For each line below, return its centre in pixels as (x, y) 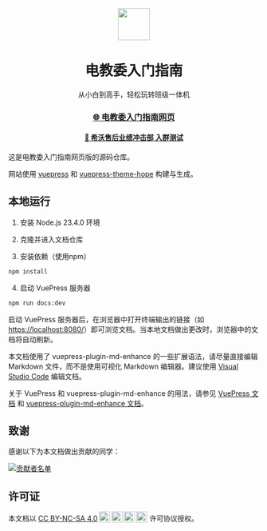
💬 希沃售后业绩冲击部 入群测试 (134, 138)
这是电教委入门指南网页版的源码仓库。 (71, 157)
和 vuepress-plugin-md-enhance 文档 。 (83, 403)
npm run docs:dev (37, 303)
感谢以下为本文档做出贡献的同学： (64, 452)
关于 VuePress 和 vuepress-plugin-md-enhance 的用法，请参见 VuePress (129, 393)
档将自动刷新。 (33, 339)
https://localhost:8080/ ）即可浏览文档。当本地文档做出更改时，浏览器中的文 (133, 329)
